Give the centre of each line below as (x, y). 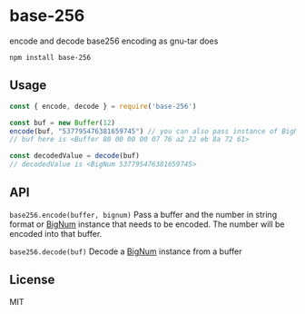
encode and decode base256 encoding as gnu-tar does (114, 41)
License (32, 280)
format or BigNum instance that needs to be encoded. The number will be (147, 224)
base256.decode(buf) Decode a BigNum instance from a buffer (126, 251)
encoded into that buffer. (56, 233)
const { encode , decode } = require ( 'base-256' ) (103, 106)
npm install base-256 (50, 57)
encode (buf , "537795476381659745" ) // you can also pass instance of (144, 131)
